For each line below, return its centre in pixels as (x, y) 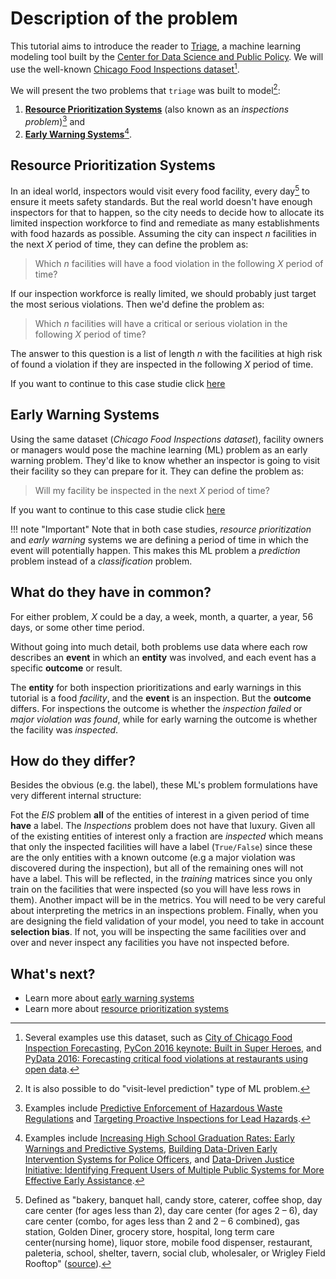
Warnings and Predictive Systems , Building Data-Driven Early (151, 1149)
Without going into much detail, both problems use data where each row (159, 646)
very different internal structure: (76, 796)
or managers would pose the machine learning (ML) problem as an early (159, 449)
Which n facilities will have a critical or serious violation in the (161, 324)
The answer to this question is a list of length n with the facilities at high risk (166, 354)
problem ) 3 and (55, 120)
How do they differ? (73, 761)
